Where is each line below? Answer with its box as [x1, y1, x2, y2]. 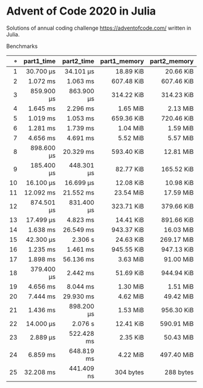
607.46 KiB [161, 77, 194, 85]
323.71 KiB [111, 202, 144, 210]
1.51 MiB [167, 282, 194, 290]
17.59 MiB [164, 188, 194, 196]
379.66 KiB [161, 202, 194, 210]
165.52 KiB [161, 165, 194, 173]
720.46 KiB [161, 114, 194, 122]
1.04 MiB [117, 124, 144, 132]
